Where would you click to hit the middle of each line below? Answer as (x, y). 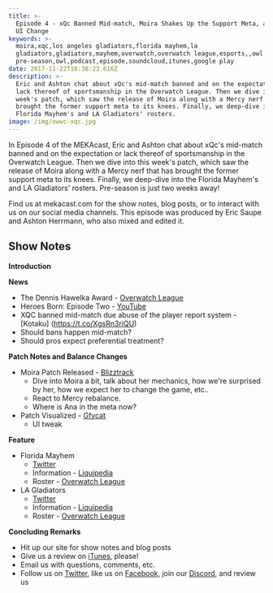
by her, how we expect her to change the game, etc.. (121, 389)
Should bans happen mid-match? (76, 332)
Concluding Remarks (45, 531)
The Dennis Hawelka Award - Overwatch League (102, 297)
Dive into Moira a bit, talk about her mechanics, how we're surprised (147, 381)
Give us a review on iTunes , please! (79, 556)
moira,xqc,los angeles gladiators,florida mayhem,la (107, 46)
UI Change (32, 31)
